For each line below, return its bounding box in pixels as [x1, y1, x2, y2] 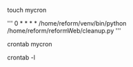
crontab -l [7, 53, 36, 61]
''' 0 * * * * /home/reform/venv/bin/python [7, 19, 127, 27]
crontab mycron [7, 40, 53, 48]
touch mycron [7, 6, 47, 14]
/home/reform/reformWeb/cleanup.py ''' [7, 27, 122, 35]
